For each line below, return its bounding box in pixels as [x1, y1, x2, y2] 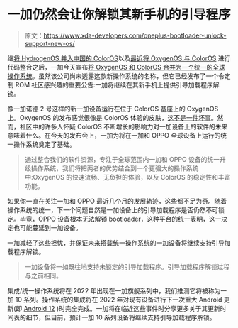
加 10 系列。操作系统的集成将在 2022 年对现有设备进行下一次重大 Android [7, 295, 222, 304]
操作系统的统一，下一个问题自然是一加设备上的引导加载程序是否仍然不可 [7, 205, 218, 214]
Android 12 [23, 304, 55, 312]
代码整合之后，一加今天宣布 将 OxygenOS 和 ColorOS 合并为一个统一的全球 [7, 62, 225, 71]
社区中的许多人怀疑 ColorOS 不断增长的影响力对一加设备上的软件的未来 [19, 122, 228, 131]
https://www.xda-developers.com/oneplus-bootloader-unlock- [43, 31, 227, 40]
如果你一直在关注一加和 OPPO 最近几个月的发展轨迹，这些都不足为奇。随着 [7, 197, 227, 205]
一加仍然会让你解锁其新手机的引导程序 [7, 6, 232, 23]
